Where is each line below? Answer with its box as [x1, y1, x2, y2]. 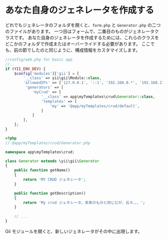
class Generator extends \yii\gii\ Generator [5, 158, 99, 163]
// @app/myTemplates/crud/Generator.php [5, 140, 91, 145]
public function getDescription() [14, 190, 86, 195]
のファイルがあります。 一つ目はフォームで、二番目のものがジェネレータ [5, 28, 155, 34]
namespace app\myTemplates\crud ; [5, 149, 75, 154]
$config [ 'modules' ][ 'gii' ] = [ [14, 71, 79, 76]
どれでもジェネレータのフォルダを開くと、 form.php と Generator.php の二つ [5, 22, 161, 28]
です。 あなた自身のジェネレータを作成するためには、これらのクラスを [13, 34, 159, 40]
